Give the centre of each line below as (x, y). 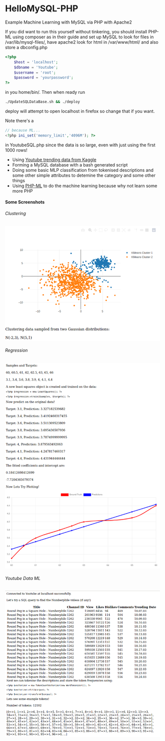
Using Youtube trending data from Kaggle (54, 160)
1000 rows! (16, 150)
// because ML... (23, 131)
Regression (16, 350)
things (19, 180)
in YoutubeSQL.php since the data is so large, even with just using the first (80, 145)
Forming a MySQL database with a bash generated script (70, 165)
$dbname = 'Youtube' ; (36, 67)
